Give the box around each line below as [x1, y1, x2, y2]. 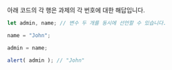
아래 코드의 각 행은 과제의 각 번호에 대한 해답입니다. [7, 6, 145, 14]
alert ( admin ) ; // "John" [7, 57, 85, 64]
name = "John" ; [7, 32, 51, 39]
